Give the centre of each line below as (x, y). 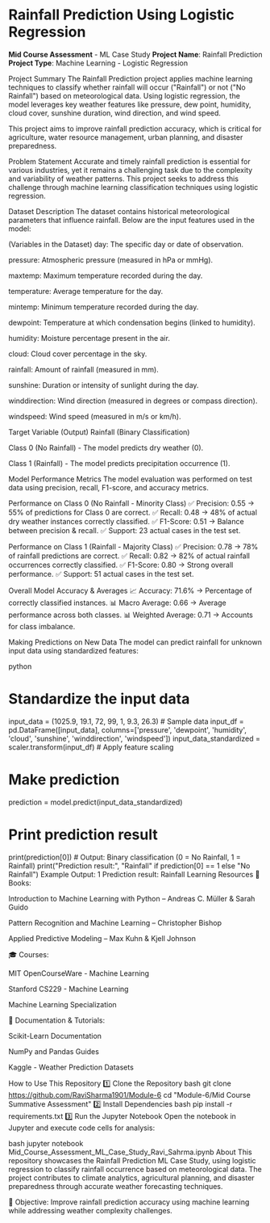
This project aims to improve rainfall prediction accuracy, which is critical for (135, 128)
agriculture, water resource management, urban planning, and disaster (126, 137)
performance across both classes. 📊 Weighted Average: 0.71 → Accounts (131, 615)
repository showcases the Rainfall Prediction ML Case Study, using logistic (132, 1160)
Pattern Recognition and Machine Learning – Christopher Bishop (115, 923)
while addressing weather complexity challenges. (91, 1210)
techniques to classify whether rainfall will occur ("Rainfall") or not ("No (127, 87)
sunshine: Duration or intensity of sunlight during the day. (104, 385)
